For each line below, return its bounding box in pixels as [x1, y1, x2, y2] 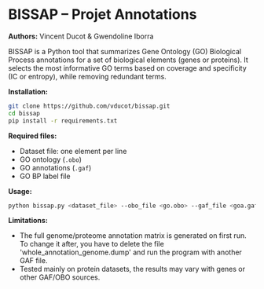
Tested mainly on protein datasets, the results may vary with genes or [19, 265, 246, 274]
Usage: [8, 186, 33, 196]
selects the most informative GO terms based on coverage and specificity [8, 63, 247, 72]
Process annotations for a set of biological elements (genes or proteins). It [8, 55, 249, 64]
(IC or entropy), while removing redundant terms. [8, 71, 167, 81]
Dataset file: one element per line [19, 146, 127, 155]
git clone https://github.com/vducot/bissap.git [8, 102, 170, 110]
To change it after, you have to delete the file [19, 240, 165, 249]
